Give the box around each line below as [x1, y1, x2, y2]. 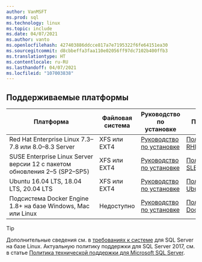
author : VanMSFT [6, 8, 47, 15]
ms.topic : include [6, 25, 52, 32]
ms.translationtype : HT [6, 53, 66, 59]
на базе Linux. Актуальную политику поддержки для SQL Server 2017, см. [6, 243, 195, 250]
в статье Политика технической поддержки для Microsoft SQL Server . [6, 249, 185, 257]
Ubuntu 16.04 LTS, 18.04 [9, 177, 82, 186]
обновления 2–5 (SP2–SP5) [9, 167, 90, 176]
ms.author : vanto [6, 37, 50, 43]
